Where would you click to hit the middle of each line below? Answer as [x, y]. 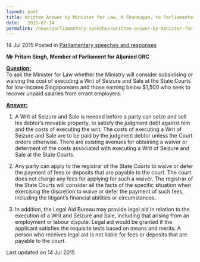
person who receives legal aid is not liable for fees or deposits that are [101, 235]
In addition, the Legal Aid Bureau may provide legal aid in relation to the [102, 210]
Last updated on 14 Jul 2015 [41, 252]
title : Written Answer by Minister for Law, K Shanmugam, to [84, 17]
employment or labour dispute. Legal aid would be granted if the [93, 222]
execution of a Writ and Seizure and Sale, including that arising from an [102, 216]
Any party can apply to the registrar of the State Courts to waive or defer [104, 166]
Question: [19, 68]
